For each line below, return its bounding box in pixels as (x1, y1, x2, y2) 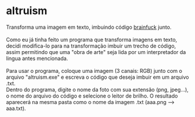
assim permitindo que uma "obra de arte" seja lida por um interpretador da (6, 48, 186, 55)
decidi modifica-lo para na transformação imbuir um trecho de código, (6, 42, 176, 49)
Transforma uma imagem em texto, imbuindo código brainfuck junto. (6, 24, 172, 31)
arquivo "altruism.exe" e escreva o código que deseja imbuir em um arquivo (6, 73, 189, 81)
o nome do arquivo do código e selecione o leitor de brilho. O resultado (6, 92, 178, 99)
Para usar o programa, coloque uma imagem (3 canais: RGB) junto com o (6, 67, 183, 74)
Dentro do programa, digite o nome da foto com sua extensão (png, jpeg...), (6, 86, 189, 93)
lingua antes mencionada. (6, 55, 69, 62)
